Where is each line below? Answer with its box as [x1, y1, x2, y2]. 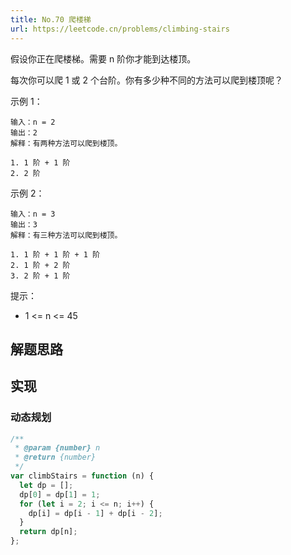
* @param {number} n [14, 443, 101, 453]
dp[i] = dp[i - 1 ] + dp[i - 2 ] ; [28, 508, 163, 518]
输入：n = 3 [10, 209, 56, 219]
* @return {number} [14, 452, 97, 463]
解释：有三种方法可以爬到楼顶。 [10, 230, 123, 240]
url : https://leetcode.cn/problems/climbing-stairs [10, 24, 230, 34]
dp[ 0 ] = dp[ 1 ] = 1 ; [19, 489, 101, 500]
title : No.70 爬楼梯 [10, 14, 92, 25]
